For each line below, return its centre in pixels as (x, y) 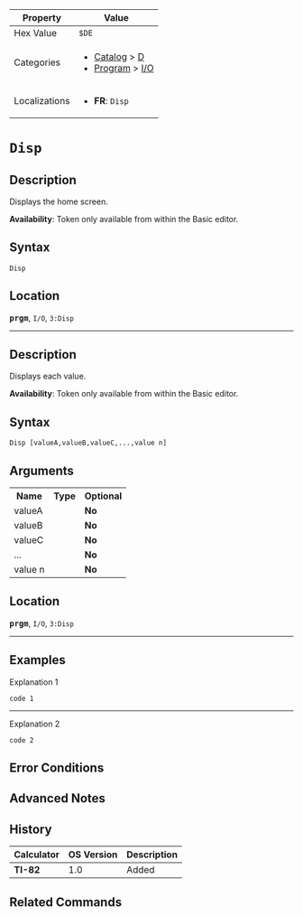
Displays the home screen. (59, 201)
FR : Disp (111, 101)
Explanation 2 (35, 724)
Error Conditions (57, 768)
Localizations (42, 101)
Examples (37, 660)
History (31, 829)
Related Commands (66, 902)
